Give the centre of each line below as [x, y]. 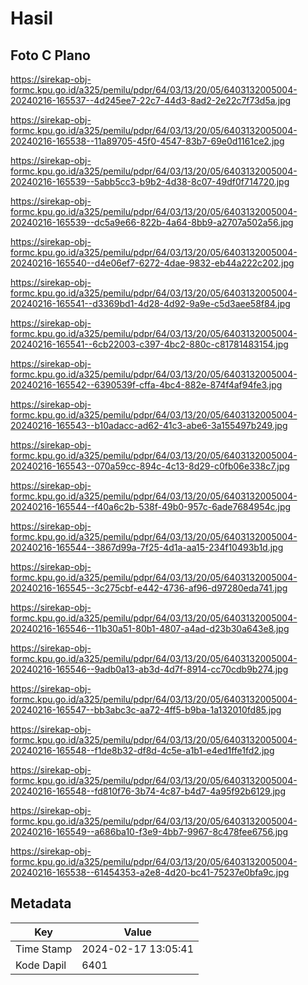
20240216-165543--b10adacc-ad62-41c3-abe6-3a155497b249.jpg [149, 425]
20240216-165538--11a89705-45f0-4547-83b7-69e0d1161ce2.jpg [147, 141]
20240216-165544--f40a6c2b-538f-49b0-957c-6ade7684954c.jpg [151, 506]
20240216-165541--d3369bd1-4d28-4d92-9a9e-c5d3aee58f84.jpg [150, 303]
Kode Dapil [41, 965]
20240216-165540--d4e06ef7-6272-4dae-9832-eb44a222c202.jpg [152, 263]
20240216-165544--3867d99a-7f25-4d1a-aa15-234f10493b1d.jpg [147, 547]
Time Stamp [44, 949]
